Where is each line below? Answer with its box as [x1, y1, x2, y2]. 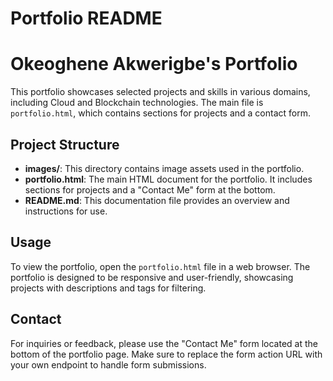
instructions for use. [24, 205, 108, 217]
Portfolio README [10, 7, 163, 30]
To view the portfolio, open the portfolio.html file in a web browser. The [10, 260, 311, 272]
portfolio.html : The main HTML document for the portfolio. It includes [24, 173, 313, 185]
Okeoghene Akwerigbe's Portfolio [10, 53, 298, 76]
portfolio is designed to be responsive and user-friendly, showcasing [10, 271, 294, 283]
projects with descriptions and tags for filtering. [10, 282, 207, 294]
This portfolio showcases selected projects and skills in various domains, [10, 86, 311, 98]
